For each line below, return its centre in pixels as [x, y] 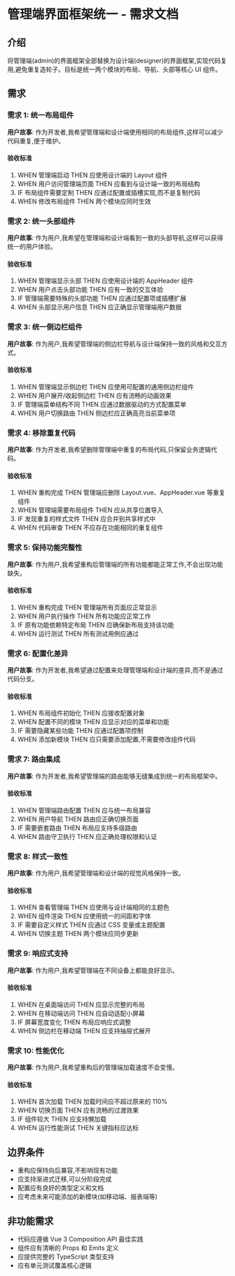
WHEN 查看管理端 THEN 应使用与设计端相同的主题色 [93, 907]
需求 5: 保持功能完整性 [45, 548]
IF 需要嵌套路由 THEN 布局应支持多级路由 [78, 828]
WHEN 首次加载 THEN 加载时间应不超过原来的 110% [93, 1101]
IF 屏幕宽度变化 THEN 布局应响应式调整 [74, 1022]
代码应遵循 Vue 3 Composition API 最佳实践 [80, 1240]
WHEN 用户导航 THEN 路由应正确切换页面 [78, 819]
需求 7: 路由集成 [34, 760]
